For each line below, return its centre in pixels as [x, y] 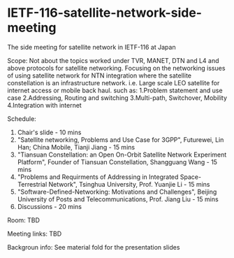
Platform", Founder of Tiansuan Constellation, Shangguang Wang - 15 [117, 162]
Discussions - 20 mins [50, 206]
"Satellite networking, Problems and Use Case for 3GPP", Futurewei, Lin [120, 139]
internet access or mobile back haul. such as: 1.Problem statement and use [115, 90]
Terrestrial [32, 184]
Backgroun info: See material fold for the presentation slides [94, 247]
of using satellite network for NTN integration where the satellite [100, 76]
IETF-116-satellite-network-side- [105, 13]
